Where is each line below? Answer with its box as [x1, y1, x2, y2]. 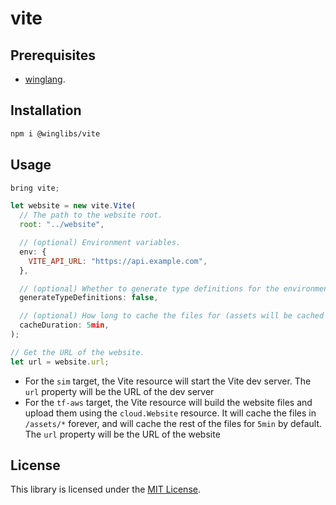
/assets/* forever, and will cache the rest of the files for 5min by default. [24, 417, 323, 429]
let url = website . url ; [10, 357, 110, 367]
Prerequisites [10, 47, 96, 64]
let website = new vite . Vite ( [10, 201, 137, 211]
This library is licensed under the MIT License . [10, 483, 201, 496]
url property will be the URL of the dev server [24, 385, 215, 397]
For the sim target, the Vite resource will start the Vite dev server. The [24, 375, 312, 387]
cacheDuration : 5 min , [19, 320, 110, 331]
